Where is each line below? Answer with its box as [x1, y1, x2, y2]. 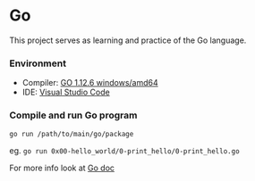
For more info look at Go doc [9, 162, 115, 173]
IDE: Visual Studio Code [21, 86, 110, 98]
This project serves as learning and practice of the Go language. [9, 35, 247, 45]
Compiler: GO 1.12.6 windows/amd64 [21, 78, 158, 88]
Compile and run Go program [9, 109, 138, 121]
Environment [9, 57, 67, 70]
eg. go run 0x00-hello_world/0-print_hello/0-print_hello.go [9, 144, 240, 156]
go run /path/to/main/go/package [9, 129, 134, 138]
